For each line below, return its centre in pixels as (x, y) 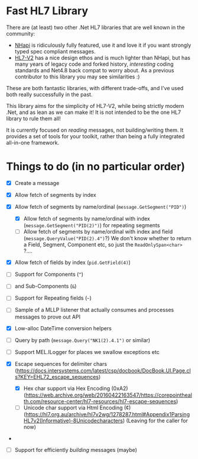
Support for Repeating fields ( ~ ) (53, 298)
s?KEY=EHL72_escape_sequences (57, 377)
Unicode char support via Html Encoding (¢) (77, 407)
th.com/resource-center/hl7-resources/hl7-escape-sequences (100, 401)
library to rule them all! (33, 118)
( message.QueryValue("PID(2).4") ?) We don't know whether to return (108, 238)
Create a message (37, 183)
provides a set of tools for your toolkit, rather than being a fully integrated (95, 136)
